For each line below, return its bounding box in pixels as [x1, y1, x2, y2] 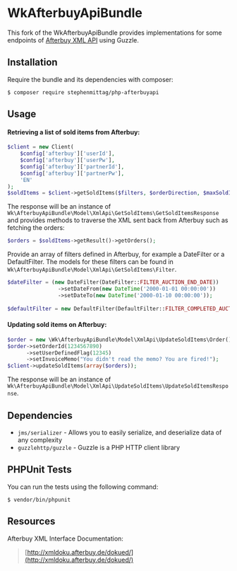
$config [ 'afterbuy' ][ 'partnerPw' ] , [20, 170, 125, 177]
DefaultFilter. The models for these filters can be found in [7, 258, 174, 266]
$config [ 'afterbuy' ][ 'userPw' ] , [20, 157, 115, 164]
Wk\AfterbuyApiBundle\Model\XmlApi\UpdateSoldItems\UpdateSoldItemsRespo [7, 383, 229, 390]
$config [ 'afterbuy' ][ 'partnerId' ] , [20, 163, 125, 171]
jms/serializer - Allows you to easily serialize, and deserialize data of [17, 428, 222, 437]
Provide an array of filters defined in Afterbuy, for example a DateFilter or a [7, 250, 225, 259]
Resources [7, 515, 56, 528]
